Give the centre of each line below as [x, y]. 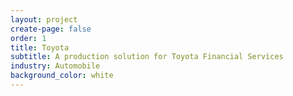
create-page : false [51, 29]
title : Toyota [40, 47]
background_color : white [62, 76]
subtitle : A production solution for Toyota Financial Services [147, 57]
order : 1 [28, 38]
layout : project [44, 19]
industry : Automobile [55, 66]
